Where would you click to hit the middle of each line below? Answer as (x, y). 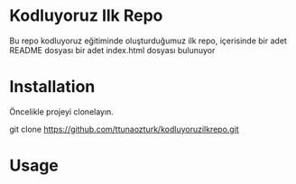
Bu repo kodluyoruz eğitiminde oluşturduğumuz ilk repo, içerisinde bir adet (148, 41)
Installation (52, 87)
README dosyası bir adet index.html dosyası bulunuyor (112, 50)
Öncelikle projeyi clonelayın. (62, 111)
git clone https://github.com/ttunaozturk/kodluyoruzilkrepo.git (124, 129)
